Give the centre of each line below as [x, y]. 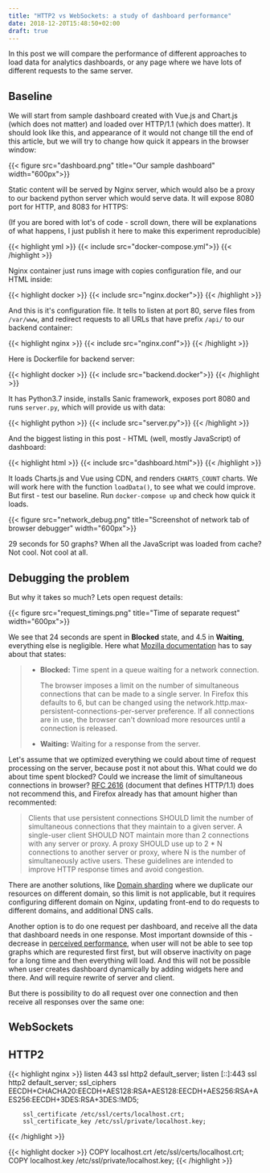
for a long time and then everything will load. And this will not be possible [129, 961]
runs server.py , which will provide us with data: [87, 407]
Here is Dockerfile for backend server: [72, 359]
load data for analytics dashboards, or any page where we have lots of [125, 62]
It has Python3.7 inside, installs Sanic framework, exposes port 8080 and [129, 399]
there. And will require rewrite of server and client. [92, 977]
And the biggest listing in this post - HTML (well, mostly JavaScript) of [125, 439]
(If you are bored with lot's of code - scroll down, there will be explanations [133, 223]
